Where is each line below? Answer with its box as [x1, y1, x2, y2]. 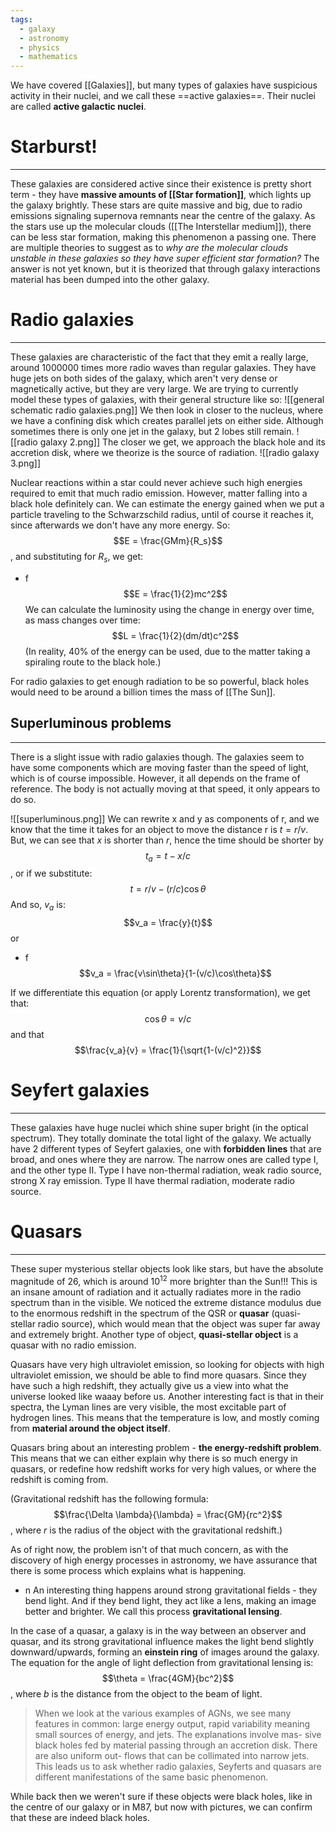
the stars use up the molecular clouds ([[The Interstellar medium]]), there [10, 221, 312, 233]
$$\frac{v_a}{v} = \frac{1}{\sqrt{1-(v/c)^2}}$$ [74, 1044, 262, 1056]
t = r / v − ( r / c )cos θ [129, 883, 207, 895]
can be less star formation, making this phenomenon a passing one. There [10, 231, 317, 243]
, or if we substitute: [10, 867, 93, 880]
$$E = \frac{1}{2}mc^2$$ [123, 587, 228, 600]
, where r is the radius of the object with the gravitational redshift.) [10, 1524, 283, 1536]
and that [10, 1029, 45, 1041]
